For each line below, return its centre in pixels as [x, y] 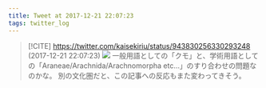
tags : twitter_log [39, 23]
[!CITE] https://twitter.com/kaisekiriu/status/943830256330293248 [139, 46]
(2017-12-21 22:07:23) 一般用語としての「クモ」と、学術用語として [143, 55]
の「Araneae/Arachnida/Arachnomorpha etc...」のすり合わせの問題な [142, 66]
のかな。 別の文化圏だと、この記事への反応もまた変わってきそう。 [137, 75]
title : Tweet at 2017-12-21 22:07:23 [71, 16]
